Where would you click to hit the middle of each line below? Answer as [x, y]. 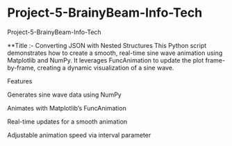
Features [20, 81]
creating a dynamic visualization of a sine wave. [106, 67]
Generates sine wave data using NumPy [64, 95]
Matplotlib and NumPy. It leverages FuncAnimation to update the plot [106, 60]
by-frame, [22, 67]
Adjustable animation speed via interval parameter [79, 135]
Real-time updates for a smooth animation [67, 121]
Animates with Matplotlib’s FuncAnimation [67, 108]
